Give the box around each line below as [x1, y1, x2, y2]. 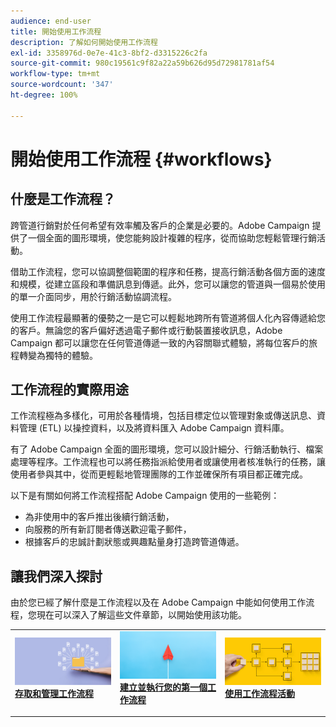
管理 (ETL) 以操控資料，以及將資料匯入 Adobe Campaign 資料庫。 [18, 422, 290, 434]
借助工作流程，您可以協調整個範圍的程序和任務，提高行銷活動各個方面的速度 [10, 265, 326, 277]
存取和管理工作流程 [14, 687, 94, 699]
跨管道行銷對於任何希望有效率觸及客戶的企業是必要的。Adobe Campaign [10, 219, 310, 231]
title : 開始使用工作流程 [10, 26, 102, 37]
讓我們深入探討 [10, 568, 103, 585]
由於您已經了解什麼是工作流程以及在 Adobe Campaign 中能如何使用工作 [10, 596, 307, 609]
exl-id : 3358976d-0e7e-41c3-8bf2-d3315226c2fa [10, 48, 208, 58]
